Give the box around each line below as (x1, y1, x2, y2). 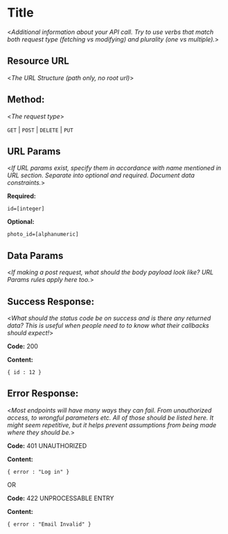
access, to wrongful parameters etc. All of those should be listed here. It (7, 413, 214, 422)
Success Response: (7, 296, 95, 308)
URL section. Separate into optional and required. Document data (7, 171, 195, 179)
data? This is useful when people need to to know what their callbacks (7, 321, 209, 330)
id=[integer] (7, 206, 45, 213)
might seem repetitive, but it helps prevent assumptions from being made (7, 420, 217, 429)
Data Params (7, 249, 64, 261)
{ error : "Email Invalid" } (7, 521, 91, 528)
